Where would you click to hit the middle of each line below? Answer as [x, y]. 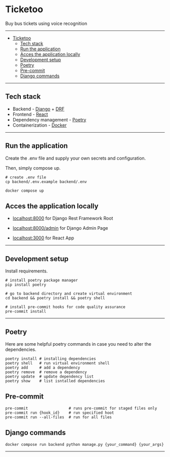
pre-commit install [26, 312]
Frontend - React [30, 114]
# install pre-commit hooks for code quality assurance [65, 307]
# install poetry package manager [42, 281]
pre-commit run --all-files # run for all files [59, 417]
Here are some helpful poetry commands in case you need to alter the [78, 344]
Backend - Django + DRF [38, 109]
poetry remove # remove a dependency [46, 372]
